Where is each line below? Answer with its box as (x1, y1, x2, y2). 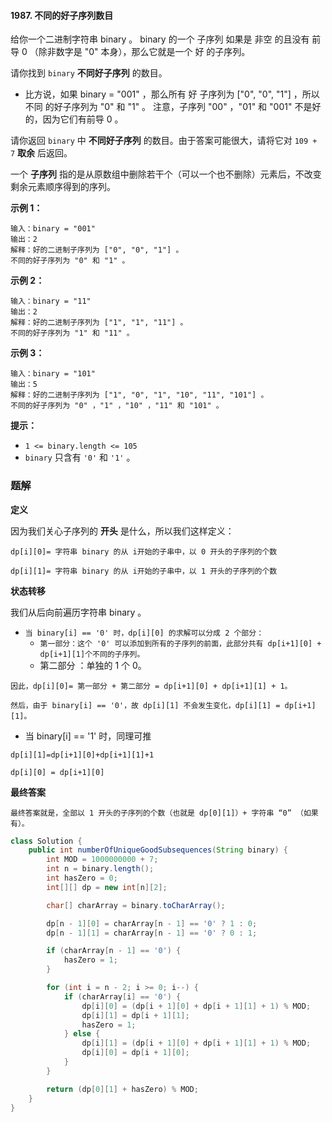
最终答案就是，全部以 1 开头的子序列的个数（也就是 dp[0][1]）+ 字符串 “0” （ (10, 808, 304, 818)
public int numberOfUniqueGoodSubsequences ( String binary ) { (28, 845, 288, 855)
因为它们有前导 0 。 (42, 113, 124, 125)
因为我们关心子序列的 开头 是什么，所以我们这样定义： (10, 525, 235, 537)
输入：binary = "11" (10, 296, 92, 307)
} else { (63, 1029, 101, 1039)
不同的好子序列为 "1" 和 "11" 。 (10, 328, 135, 339)
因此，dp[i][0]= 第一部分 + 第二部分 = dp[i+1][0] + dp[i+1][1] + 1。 (10, 681, 293, 691)
